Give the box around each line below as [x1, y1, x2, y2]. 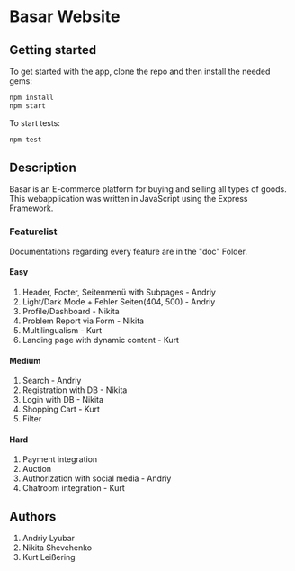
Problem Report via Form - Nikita [22, 315, 145, 326]
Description [9, 160, 76, 176]
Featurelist [9, 225, 58, 238]
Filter [22, 413, 42, 424]
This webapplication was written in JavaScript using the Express [9, 194, 248, 204]
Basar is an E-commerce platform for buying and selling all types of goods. [9, 184, 287, 195]
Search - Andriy [22, 376, 82, 386]
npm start [9, 101, 47, 110]
